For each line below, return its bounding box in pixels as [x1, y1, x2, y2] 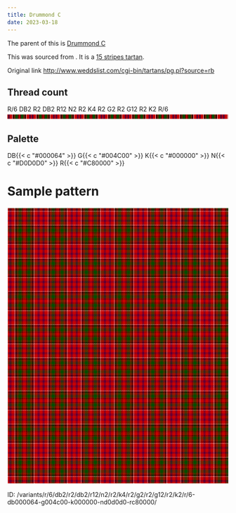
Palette [7, 133, 39, 145]
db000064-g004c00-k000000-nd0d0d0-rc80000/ [7, 498, 157, 507]
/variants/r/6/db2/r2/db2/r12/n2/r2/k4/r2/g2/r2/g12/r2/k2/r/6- [16, 491, 195, 499]
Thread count [7, 86, 68, 98]
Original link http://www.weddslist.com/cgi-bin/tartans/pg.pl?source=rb [7, 66, 215, 74]
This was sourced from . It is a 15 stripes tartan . [7, 53, 145, 61]
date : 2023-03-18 [7, 18, 58, 26]
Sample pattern [7, 183, 100, 199]
